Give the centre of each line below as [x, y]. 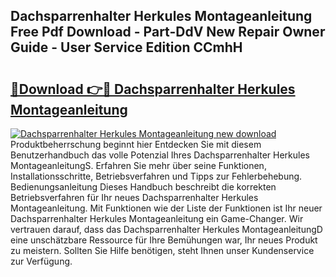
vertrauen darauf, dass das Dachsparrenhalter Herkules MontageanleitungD [166, 229]
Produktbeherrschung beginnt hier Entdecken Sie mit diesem [136, 144]
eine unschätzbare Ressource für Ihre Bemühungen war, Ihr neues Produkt [164, 240]
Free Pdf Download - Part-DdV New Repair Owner [168, 32]
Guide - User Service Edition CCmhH [126, 47]
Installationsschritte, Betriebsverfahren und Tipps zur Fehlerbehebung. [156, 176]
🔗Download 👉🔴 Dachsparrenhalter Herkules [153, 89]
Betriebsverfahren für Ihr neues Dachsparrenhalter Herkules [134, 197]
